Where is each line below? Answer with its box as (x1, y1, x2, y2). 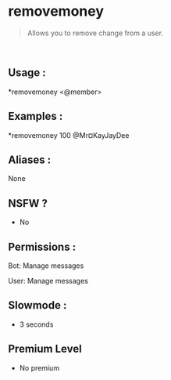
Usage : (8, 66, 47, 80)
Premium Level (8, 342, 82, 356)
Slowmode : (8, 299, 67, 312)
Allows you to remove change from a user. (27, 28, 164, 38)
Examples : (8, 110, 63, 123)
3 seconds (19, 320, 54, 329)
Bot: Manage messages (8, 261, 84, 270)
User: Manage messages (8, 277, 88, 285)
